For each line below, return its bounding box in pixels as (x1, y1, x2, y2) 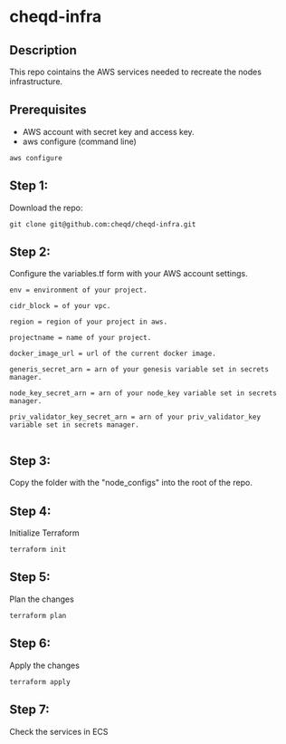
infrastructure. (9, 76, 63, 87)
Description (9, 43, 77, 58)
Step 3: (9, 453, 52, 469)
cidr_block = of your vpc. (9, 302, 111, 311)
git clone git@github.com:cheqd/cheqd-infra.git (9, 219, 196, 228)
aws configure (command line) (22, 136, 138, 147)
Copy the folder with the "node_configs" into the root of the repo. (9, 478, 253, 488)
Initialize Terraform (9, 527, 80, 538)
